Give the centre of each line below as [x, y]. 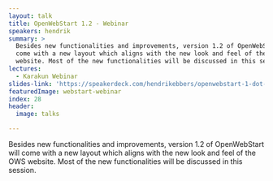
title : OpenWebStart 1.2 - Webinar [69, 24]
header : [22, 106]
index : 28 [25, 99]
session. [22, 170]
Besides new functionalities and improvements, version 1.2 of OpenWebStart [136, 144]
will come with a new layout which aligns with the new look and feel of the [132, 153]
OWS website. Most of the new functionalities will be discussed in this [126, 162]
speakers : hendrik [39, 31]
